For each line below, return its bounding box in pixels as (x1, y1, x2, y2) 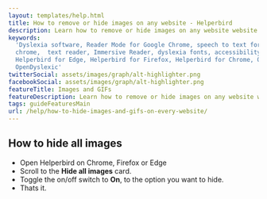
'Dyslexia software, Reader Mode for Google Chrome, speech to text (15, 41, 247, 49)
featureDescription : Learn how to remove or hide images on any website (8, 93, 254, 101)
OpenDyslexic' (15, 63, 62, 71)
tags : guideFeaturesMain (8, 100, 91, 108)
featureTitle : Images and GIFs (8, 85, 112, 94)
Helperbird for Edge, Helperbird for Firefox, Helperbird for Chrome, (15, 56, 254, 64)
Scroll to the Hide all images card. (19, 166, 132, 175)
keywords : (8, 33, 41, 42)
